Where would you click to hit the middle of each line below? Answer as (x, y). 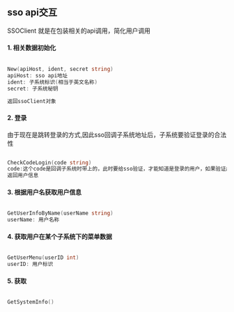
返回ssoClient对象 (32, 101)
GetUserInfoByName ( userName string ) (60, 213)
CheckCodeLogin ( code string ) (49, 162)
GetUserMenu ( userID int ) (43, 258)
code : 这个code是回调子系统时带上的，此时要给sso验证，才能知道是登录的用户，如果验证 (117, 169)
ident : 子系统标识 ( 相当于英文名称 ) (53, 82)
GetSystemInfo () (31, 302)
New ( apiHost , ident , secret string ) (60, 69)
